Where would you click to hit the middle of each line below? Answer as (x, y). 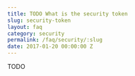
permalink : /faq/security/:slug (55, 40)
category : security (36, 33)
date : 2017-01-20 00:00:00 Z (50, 46)
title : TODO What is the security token (68, 14)
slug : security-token (39, 20)
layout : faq (25, 27)
